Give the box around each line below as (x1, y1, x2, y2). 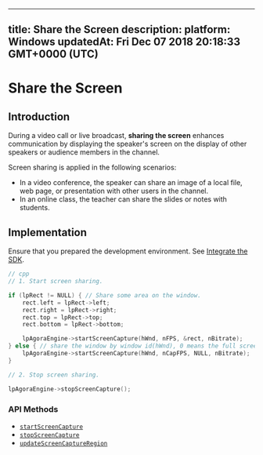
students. (19, 203, 50, 213)
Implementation (8, 225, 88, 239)
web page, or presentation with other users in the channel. (19, 186, 209, 196)
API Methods (8, 403, 59, 414)
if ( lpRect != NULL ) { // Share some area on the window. (8, 291, 201, 299)
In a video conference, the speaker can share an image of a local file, (19, 178, 243, 187)
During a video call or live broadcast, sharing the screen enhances (8, 131, 225, 140)
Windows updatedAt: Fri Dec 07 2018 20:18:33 (8, 35, 241, 49)
